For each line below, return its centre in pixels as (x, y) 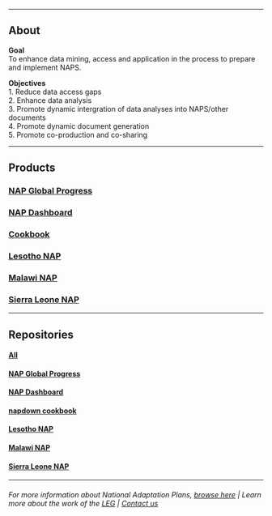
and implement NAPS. (45, 67)
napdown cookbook (42, 411)
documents (27, 117)
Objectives (27, 83)
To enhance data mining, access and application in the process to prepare (132, 58)
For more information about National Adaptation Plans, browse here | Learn (135, 494)
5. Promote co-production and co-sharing (78, 134)
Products (32, 168)
